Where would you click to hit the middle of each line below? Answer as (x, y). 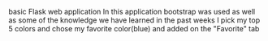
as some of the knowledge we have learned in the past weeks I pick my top (134, 20)
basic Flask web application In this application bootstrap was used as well (132, 12)
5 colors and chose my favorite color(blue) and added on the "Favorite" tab (134, 29)
